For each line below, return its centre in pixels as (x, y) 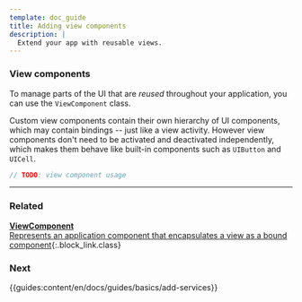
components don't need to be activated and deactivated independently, (142, 139)
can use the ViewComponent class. (71, 103)
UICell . (22, 159)
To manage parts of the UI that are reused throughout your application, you (148, 93)
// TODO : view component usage (68, 175)
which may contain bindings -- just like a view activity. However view (137, 130)
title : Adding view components (68, 26)
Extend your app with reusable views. (90, 43)
